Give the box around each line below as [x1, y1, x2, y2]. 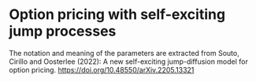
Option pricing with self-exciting [9, 6, 226, 24]
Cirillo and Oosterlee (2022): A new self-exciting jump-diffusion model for [9, 57, 249, 66]
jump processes [9, 22, 117, 40]
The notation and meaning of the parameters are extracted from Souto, [9, 48, 239, 58]
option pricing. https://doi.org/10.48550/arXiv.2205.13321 [9, 65, 195, 74]
